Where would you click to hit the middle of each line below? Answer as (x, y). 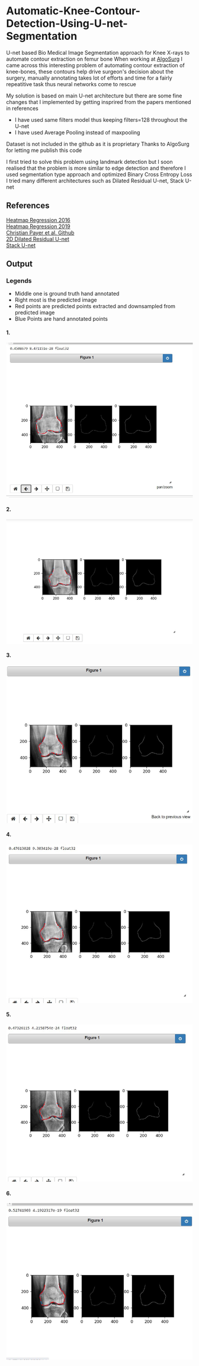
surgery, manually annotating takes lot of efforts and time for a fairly (89, 78)
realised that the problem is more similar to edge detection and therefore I (96, 168)
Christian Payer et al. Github (40, 232)
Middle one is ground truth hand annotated (67, 294)
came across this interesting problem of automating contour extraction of (95, 65)
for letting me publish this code (44, 150)
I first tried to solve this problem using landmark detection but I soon (89, 162)
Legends (19, 281)
